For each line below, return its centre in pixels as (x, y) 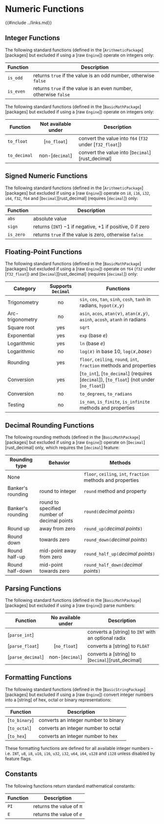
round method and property (115, 491)
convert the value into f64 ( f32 (113, 138)
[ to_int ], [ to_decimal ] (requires (116, 374)
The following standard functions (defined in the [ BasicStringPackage (74, 689)
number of (51, 515)
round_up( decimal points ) (113, 529)
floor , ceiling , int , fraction (117, 474)
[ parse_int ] (21, 635)
